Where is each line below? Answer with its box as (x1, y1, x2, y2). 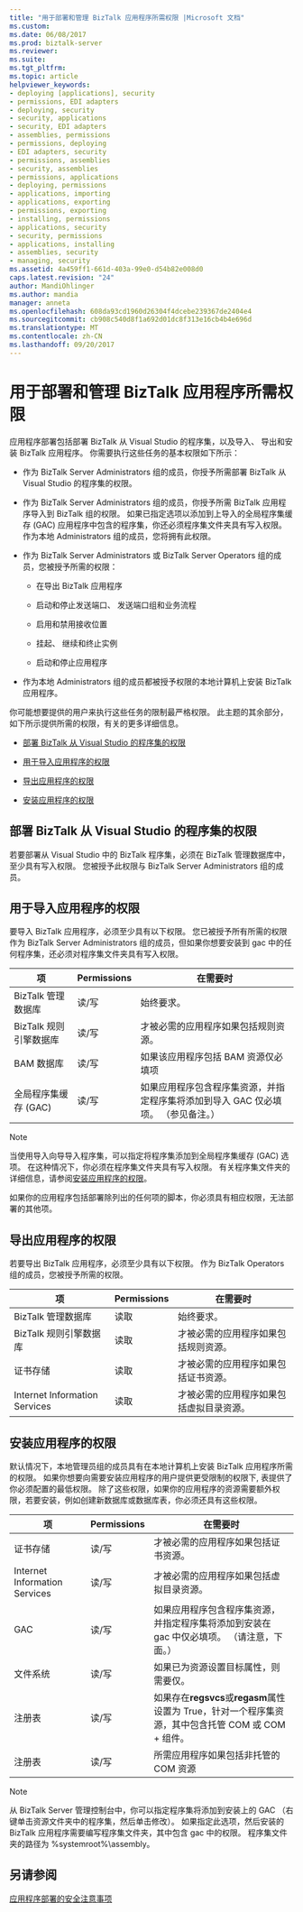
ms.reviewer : (9, 47, 59, 56)
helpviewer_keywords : (9, 80, 91, 89)
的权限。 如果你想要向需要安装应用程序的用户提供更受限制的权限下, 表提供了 (9, 1472, 293, 1483)
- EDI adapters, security (9, 147, 106, 156)
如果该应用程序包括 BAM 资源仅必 (140, 1051, 284, 1063)
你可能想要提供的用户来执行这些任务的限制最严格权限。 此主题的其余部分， (9, 706, 289, 717)
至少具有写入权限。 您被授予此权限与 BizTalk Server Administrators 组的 (9, 860, 277, 871)
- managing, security (9, 256, 91, 266)
